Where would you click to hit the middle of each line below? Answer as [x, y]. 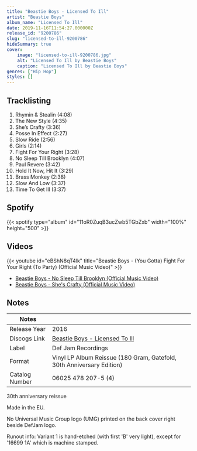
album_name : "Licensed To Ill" [45, 22]
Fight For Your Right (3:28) [47, 152]
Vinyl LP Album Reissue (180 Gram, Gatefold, [115, 358]
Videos [20, 247]
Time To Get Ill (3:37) [40, 189]
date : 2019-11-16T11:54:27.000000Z [50, 28]
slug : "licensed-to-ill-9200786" [47, 39]
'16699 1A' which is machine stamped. [53, 443]
